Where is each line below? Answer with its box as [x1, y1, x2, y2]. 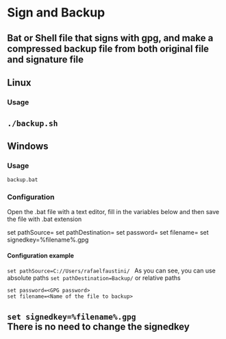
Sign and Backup [7, 5, 105, 21]
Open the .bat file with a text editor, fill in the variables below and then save [7, 208, 220, 216]
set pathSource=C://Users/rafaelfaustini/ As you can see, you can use [7, 266, 216, 275]
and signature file [7, 54, 84, 65]
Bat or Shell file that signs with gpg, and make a [7, 32, 214, 44]
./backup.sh [7, 119, 58, 128]
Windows [7, 140, 49, 152]
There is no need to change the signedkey [7, 320, 190, 332]
